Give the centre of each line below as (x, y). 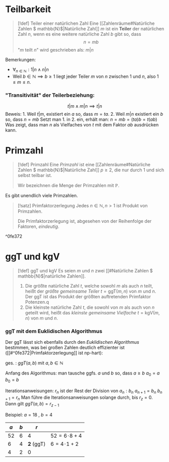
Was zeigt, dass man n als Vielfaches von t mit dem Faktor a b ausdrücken (82, 125)
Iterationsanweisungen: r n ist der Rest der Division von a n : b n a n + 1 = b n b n (84, 391)
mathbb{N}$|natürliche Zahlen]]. (51, 276)
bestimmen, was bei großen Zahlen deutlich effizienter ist (65, 348)
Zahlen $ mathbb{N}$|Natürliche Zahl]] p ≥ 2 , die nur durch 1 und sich (91, 170)
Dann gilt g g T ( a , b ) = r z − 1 (32, 404)
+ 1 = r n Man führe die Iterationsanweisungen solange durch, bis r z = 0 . (79, 398)
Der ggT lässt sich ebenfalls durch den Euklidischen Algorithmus (72, 342)
